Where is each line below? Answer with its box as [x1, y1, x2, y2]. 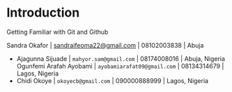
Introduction [6, 5, 80, 21]
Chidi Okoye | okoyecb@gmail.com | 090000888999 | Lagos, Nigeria [16, 76, 209, 84]
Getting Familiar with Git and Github [6, 28, 109, 36]
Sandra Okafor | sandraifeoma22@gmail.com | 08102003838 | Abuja [6, 41, 204, 49]
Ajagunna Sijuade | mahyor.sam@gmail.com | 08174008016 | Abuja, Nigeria [16, 54, 226, 63]
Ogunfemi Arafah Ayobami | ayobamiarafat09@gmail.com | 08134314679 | [16, 62, 224, 70]
